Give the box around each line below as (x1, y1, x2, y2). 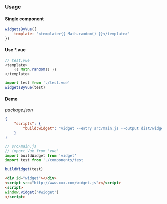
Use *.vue (5, 47, 26, 53)
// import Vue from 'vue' (5, 148, 59, 153)
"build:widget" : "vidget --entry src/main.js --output (23, 126, 139, 131)
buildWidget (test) (5, 167, 43, 172)
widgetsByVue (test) (5, 85, 46, 90)
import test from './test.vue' (5, 80, 70, 85)
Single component (5, 16, 44, 22)
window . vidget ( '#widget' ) (5, 190, 59, 195)
